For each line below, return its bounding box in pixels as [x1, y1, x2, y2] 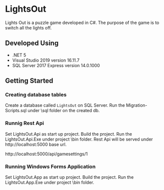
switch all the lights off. [5, 24, 52, 30]
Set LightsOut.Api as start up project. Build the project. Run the [5, 131, 133, 137]
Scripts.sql [5, 108, 27, 114]
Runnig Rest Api [5, 120, 44, 127]
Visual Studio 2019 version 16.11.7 [12, 57, 80, 63]
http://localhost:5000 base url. [5, 141, 67, 147]
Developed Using [5, 39, 59, 47]
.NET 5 [12, 52, 27, 58]
